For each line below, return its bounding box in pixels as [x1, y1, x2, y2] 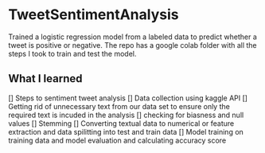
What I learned [8, 72, 83, 85]
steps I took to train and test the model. [8, 49, 137, 58]
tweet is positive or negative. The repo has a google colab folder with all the [8, 40, 257, 49]
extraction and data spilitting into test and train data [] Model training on [8, 127, 244, 136]
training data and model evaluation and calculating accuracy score [8, 135, 227, 145]
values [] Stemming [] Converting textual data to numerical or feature [8, 118, 235, 128]
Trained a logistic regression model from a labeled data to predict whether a [8, 32, 257, 41]
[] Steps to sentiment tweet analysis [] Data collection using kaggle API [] [8, 93, 248, 103]
